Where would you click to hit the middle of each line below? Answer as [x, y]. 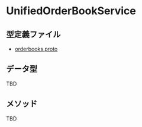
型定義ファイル [33, 34]
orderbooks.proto [36, 49]
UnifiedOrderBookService [71, 11]
